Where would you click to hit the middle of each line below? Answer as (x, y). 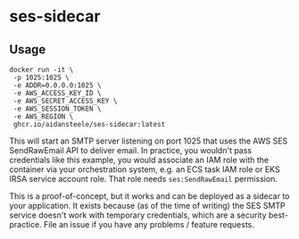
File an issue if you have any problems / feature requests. (149, 224)
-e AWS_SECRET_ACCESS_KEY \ (65, 101)
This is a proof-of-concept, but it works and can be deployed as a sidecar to (149, 196)
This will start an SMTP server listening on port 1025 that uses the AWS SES (149, 141)
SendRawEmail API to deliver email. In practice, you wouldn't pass (131, 150)
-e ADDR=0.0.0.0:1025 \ (57, 86)
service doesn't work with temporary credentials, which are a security (138, 215)
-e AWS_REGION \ (43, 117)
